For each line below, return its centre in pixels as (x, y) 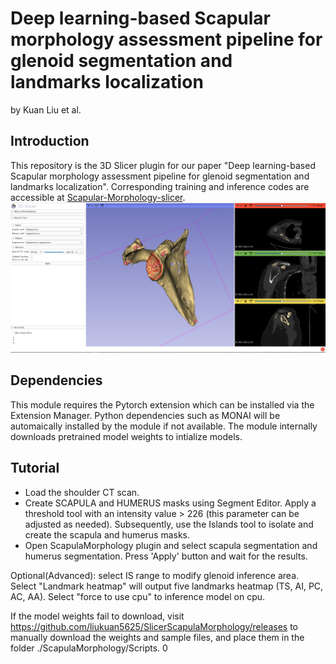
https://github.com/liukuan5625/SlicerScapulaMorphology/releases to (154, 626)
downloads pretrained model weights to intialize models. (126, 436)
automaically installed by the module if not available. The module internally (164, 426)
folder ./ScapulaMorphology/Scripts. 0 (89, 648)
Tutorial (35, 468)
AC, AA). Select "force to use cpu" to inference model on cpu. (138, 596)
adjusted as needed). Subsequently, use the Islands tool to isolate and (169, 524)
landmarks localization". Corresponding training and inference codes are (160, 186)
